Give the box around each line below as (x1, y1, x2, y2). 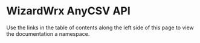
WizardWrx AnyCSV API (6, 4, 131, 18)
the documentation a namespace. (6, 30, 90, 37)
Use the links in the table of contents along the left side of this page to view (6, 24, 195, 31)
